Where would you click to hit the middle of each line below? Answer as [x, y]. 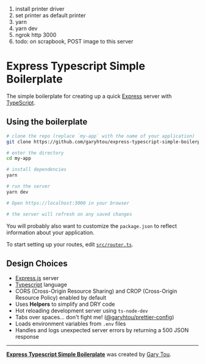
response [27, 337]
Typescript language [41, 285]
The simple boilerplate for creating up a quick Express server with [89, 96]
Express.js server [37, 278]
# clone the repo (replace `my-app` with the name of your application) [101, 136]
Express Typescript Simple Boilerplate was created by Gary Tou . [89, 354]
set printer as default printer [50, 15]
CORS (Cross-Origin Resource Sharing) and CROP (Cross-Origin [96, 291]
